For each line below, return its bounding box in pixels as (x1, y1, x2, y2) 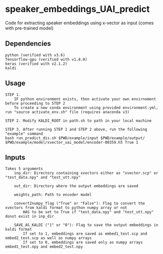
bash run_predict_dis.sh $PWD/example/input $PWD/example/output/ (5, 135, 145, 141)
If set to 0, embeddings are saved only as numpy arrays (23, 240, 143, 245)
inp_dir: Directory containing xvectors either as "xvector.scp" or (14, 171, 159, 176)
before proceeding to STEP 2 (5, 101, 65, 106)
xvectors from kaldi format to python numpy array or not (5, 205, 127, 210)
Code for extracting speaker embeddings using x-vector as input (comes (5, 20, 154, 26)
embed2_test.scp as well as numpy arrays (5, 236, 92, 241)
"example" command (5, 131, 43, 136)
